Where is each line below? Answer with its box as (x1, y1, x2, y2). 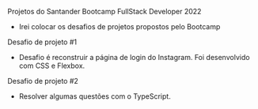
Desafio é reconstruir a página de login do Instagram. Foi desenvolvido (18, 53, 250, 62)
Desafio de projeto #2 (7, 77, 78, 85)
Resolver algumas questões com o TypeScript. (18, 92, 171, 101)
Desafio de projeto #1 (7, 37, 77, 47)
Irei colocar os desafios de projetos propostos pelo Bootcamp (18, 22, 221, 31)
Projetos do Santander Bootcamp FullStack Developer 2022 (7, 7, 202, 16)
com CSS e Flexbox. (18, 61, 85, 70)
